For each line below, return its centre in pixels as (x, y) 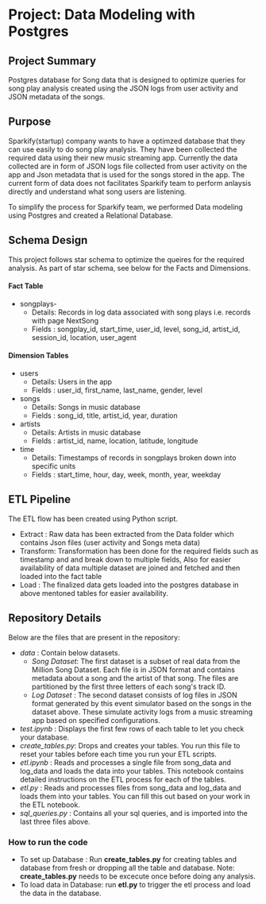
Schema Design (48, 240)
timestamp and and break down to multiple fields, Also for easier (125, 559)
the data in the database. (60, 893)
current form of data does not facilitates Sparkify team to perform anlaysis (130, 183)
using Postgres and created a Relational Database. (91, 215)
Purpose (30, 122)
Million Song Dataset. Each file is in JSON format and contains (133, 670)
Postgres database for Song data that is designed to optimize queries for (127, 80)
